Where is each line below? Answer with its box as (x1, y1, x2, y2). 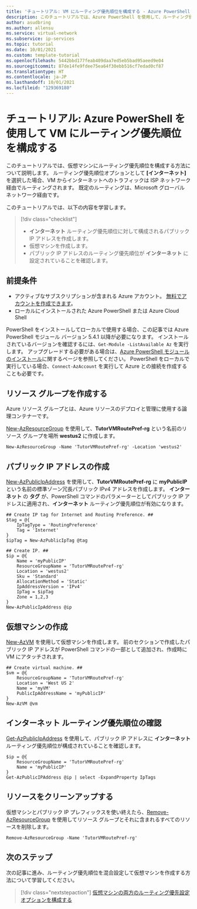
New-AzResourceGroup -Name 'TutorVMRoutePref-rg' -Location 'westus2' (6, 444, 182, 450)
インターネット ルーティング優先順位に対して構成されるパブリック (29, 227, 190, 235)
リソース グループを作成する (6, 388, 107, 399)
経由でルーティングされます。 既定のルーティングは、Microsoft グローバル (6, 184, 185, 191)
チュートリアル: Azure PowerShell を (6, 112, 186, 126)
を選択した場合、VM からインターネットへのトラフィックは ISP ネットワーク (6, 177, 191, 184)
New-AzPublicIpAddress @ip (6, 604, 72, 610)
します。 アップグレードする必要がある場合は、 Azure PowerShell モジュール (6, 347, 190, 355)
